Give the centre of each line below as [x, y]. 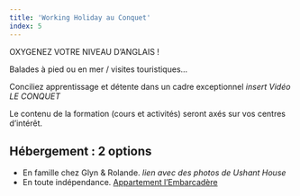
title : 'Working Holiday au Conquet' [80, 18]
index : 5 [26, 26]
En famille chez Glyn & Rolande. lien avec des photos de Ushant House [154, 173]
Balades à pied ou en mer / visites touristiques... [99, 69]
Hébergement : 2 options [81, 151]
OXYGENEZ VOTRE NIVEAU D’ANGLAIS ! [85, 51]
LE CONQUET [35, 96]
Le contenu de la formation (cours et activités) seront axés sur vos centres [148, 113]
